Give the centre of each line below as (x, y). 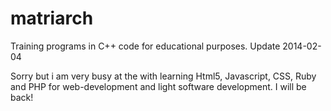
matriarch (52, 18)
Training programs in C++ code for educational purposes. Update (145, 46)
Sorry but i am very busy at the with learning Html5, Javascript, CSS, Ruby (163, 76)
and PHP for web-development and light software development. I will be (158, 86)
